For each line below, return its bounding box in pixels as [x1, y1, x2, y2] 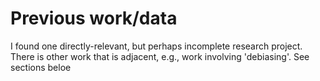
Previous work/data [10, 7, 178, 30]
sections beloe [10, 61, 72, 73]
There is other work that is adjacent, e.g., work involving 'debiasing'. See [10, 50, 310, 62]
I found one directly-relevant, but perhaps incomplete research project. [10, 40, 303, 52]
